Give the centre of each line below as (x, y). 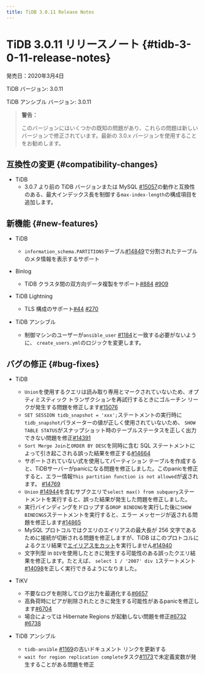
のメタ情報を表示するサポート (62, 259)
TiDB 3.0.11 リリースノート (73, 44)
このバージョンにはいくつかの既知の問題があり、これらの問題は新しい (110, 128)
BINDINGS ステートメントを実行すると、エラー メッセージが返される (108, 515)
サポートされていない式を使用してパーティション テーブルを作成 (105, 461)
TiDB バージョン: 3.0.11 (35, 88)
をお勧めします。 (43, 143)
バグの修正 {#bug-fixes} (53, 364)
